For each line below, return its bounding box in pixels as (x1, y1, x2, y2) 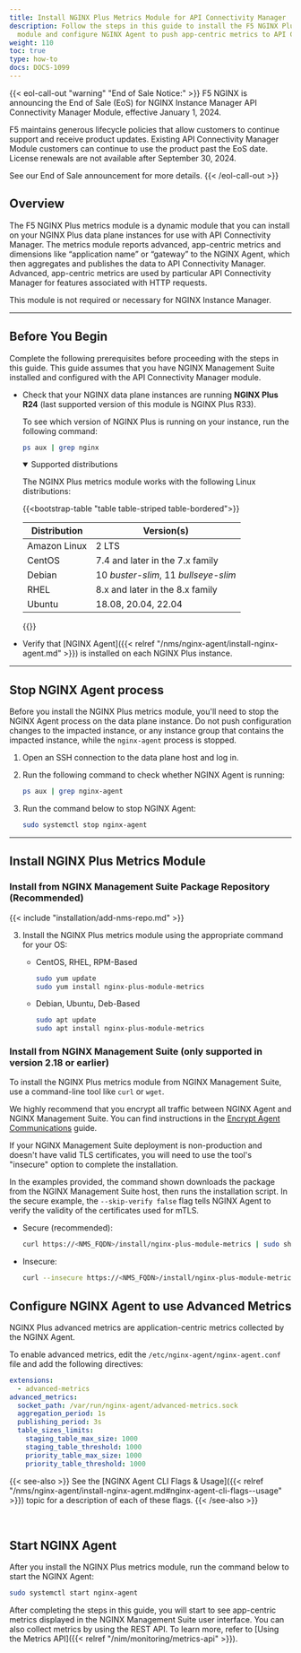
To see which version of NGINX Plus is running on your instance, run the (21, 416, 289, 427)
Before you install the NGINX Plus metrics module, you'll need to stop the (9, 706, 279, 718)
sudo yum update (35, 974, 97, 983)
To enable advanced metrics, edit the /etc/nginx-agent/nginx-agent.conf (9, 1349, 281, 1360)
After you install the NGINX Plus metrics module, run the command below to (9, 1562, 289, 1572)
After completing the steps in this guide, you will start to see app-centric (9, 1605, 277, 1615)
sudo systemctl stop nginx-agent (21, 821, 148, 830)
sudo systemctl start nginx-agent (9, 1588, 139, 1597)
